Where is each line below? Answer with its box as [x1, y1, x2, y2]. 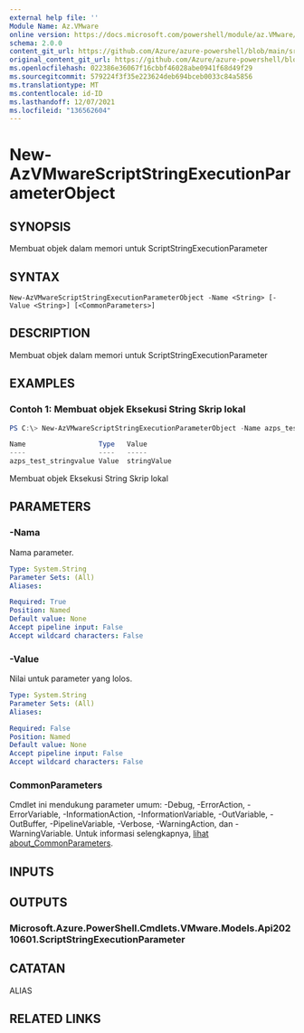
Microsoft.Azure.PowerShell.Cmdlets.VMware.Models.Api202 [9, 922, 291, 934]
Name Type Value [9, 440, 147, 449]
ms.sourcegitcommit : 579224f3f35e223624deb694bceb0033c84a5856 [9, 72, 253, 81]
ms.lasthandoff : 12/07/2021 [9, 97, 116, 107]
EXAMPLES [9, 376, 75, 392]
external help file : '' [9, 13, 100, 23]
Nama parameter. [9, 546, 74, 557]
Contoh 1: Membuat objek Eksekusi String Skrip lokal [9, 403, 246, 416]
